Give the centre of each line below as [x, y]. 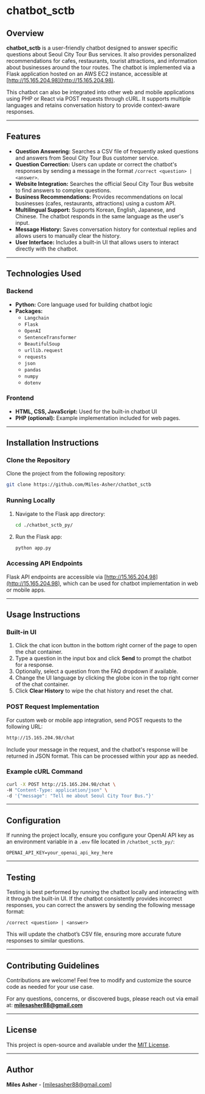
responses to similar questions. [45, 941]
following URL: [25, 726]
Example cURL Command [45, 772]
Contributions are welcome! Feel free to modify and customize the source [99, 980]
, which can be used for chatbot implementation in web [129, 583]
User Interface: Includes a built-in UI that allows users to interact [97, 242]
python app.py [33, 548]
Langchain [37, 318]
